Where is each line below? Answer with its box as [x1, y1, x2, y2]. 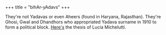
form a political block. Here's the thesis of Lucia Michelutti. [5, 24, 126, 30]
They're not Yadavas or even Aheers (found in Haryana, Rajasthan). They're [5, 14, 161, 19]
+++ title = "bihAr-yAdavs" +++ [5, 4, 70, 10]
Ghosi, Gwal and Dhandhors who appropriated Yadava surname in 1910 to [5, 19, 156, 25]
